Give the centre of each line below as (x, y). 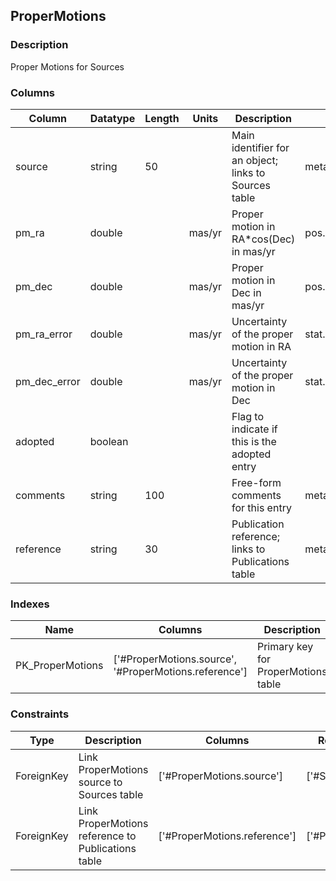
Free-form (256, 482)
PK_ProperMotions (59, 666)
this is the (254, 441)
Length (162, 118)
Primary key (285, 647)
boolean (109, 441)
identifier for (260, 147)
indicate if (254, 429)
